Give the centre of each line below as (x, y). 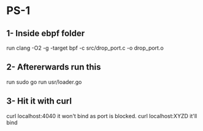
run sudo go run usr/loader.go (44, 82)
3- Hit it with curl (39, 101)
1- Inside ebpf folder (46, 33)
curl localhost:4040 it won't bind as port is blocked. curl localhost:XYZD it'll (102, 116)
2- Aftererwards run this (54, 67)
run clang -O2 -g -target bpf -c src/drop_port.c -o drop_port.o (85, 48)
